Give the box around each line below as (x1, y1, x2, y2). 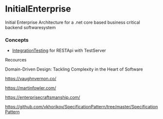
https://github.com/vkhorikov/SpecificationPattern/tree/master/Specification (5, 104, 158, 110)
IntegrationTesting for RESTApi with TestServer (12, 47, 106, 54)
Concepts (5, 36, 29, 43)
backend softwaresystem (5, 24, 56, 30)
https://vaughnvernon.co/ (5, 76, 57, 82)
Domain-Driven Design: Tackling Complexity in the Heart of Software (5, 66, 144, 72)
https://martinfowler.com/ (5, 85, 56, 91)
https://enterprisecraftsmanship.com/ (5, 94, 80, 100)
